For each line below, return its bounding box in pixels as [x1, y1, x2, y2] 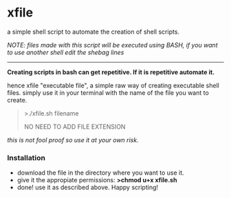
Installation [7, 153, 46, 162]
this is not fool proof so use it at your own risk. [7, 135, 139, 144]
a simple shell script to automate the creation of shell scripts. [7, 27, 180, 36]
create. [7, 96, 27, 104]
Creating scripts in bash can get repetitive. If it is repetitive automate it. [7, 67, 215, 76]
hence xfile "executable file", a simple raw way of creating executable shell [7, 81, 220, 89]
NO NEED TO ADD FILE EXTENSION [23, 122, 126, 131]
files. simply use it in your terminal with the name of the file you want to [7, 88, 210, 97]
